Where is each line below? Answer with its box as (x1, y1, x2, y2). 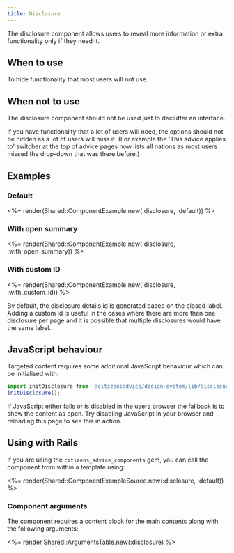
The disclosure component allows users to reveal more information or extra (7, 29, 223, 38)
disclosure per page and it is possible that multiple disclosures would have (7, 316, 221, 325)
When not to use (7, 95, 80, 107)
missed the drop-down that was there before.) (7, 150, 140, 158)
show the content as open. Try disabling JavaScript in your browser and (7, 410, 214, 418)
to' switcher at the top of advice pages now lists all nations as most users (7, 142, 218, 150)
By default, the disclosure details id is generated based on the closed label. (7, 301, 223, 310)
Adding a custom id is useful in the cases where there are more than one (7, 309, 216, 317)
